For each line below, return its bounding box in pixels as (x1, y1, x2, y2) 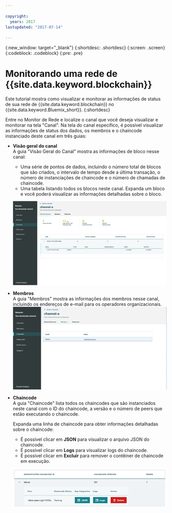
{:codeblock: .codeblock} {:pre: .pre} (5, 50, 83, 56)
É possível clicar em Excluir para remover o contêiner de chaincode (20, 453, 164, 459)
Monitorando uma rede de (5, 68, 118, 79)
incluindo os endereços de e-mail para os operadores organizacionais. (12, 301, 162, 307)
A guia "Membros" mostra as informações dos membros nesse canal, (12, 295, 160, 302)
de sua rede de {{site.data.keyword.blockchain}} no (5, 101, 114, 108)
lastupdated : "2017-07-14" (5, 25, 63, 30)
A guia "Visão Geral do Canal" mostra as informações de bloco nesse (12, 149, 160, 155)
